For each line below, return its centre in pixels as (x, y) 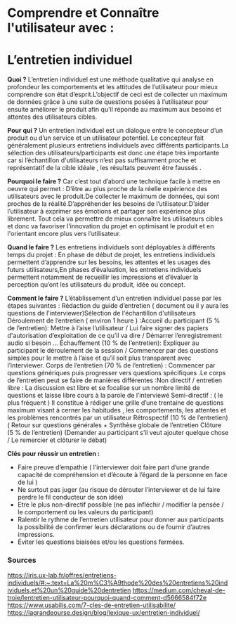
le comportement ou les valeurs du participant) (85, 512)
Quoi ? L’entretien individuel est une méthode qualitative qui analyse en (111, 79)
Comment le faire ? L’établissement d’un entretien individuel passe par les (114, 298)
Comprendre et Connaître (83, 13)
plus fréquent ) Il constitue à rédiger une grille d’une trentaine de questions (116, 403)
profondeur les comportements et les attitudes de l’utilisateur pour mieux (113, 87)
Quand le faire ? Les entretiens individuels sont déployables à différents (111, 247)
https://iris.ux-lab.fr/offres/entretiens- (62, 576)
